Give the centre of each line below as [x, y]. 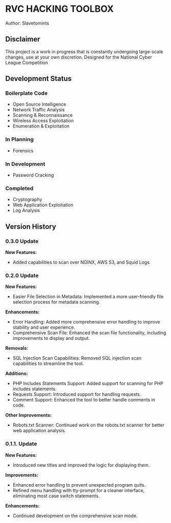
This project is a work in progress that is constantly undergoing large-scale [84, 51]
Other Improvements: [29, 415]
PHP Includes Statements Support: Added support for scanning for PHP [88, 384]
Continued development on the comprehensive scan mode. [75, 515]
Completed [19, 188]
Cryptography [27, 199]
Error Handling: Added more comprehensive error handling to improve [86, 322]
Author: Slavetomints [27, 23]
